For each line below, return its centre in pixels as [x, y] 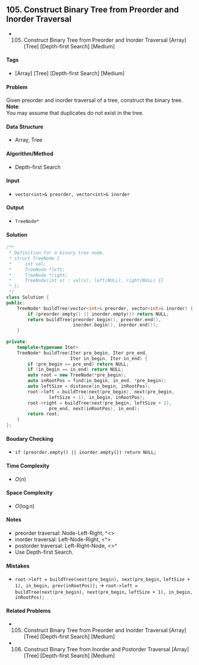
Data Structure [25, 126]
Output [15, 208]
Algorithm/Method [30, 154]
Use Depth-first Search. [44, 552]
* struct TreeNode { [34, 258]
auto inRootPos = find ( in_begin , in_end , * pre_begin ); [97, 381]
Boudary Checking [30, 438]
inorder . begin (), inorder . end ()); [116, 325]
